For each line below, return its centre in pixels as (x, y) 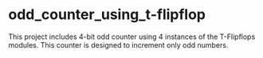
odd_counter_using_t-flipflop (107, 15)
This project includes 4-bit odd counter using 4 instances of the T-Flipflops (132, 37)
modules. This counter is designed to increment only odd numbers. (118, 44)
